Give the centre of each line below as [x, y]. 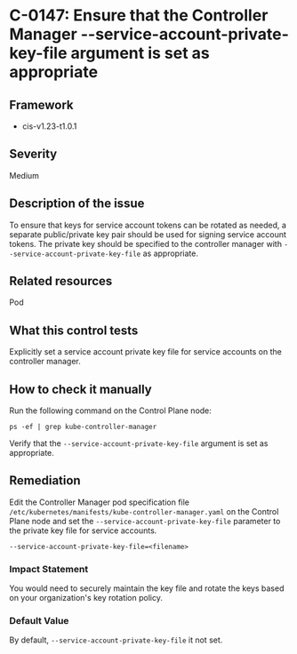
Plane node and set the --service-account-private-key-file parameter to [145, 521]
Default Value [39, 621]
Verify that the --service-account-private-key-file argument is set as [139, 443]
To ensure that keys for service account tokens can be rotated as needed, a [148, 225]
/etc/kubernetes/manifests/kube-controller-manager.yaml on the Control [144, 511]
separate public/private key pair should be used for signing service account [148, 234]
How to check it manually [81, 389]
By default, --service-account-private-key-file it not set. [116, 640]
